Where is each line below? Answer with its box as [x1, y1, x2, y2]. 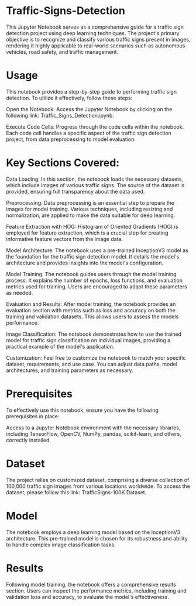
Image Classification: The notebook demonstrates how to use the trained [6, 330, 182, 338]
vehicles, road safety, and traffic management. [6, 48, 119, 55]
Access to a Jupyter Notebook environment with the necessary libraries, [6, 424, 181, 431]
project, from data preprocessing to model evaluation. [6, 136, 136, 143]
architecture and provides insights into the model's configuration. [6, 259, 164, 266]
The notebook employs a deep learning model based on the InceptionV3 [6, 528, 180, 536]
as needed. [6, 289, 33, 296]
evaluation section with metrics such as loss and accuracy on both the [6, 307, 176, 314]
